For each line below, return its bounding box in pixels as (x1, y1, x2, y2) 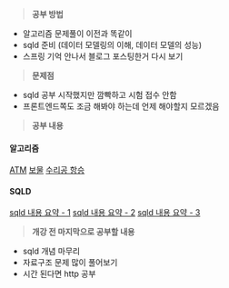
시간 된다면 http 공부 (22, 268, 96, 280)
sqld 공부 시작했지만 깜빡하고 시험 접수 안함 (22, 90, 177, 100)
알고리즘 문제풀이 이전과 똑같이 (22, 28, 133, 39)
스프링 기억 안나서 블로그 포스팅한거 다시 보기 (22, 51, 184, 62)
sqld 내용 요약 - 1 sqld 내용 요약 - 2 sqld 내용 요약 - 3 (9, 207, 201, 218)
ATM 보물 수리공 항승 (9, 164, 85, 175)
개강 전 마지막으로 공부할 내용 (31, 226, 135, 237)
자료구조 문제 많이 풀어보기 (22, 257, 118, 268)
